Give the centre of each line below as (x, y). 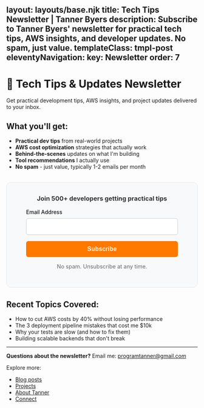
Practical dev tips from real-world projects (69, 141)
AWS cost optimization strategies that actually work (81, 147)
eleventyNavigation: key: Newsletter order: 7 (93, 58)
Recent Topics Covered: (53, 304)
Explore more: (24, 368)
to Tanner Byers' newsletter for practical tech (94, 29)
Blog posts (29, 379)
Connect (26, 399)
